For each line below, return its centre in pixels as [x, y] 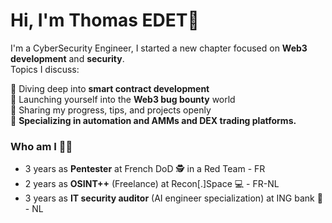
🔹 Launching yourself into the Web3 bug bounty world [123, 99]
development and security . [67, 58]
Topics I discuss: [45, 69]
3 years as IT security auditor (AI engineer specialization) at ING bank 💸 [173, 198]
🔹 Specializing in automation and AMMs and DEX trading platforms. [153, 120]
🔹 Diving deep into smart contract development [110, 88]
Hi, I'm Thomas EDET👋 [105, 20]
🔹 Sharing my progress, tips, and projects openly [111, 110]
